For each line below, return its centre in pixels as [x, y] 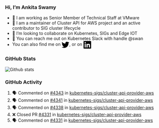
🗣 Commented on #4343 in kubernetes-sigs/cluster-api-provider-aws [83, 93]
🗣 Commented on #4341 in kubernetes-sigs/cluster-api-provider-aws [82, 100]
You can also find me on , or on [47, 44]
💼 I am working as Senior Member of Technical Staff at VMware [76, 18]
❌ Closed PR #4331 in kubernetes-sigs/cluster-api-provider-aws [77, 114]
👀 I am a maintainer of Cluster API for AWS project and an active [76, 23]
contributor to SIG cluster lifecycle [46, 28]
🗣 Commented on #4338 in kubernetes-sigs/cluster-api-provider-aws [83, 107]
